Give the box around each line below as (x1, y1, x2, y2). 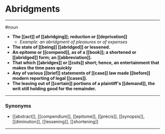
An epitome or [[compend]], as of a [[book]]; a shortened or (12, 49, 137, 55)
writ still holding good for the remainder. (12, 86, 97, 91)
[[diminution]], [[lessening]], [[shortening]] (12, 119, 99, 125)
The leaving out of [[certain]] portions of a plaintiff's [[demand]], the (12, 80, 155, 86)
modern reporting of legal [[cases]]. (12, 75, 87, 81)
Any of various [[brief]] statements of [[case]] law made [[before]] (12, 70, 151, 76)
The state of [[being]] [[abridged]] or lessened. (12, 44, 110, 50)
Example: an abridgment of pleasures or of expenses (19, 39, 128, 45)
